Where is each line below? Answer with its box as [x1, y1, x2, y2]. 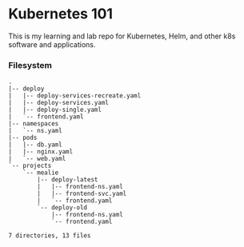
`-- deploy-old [37, 204, 88, 212]
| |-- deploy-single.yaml [8, 106, 102, 114]
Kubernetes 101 [8, 5, 114, 23]
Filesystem [8, 59, 52, 70]
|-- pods [8, 133, 38, 142]
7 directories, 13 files [8, 232, 91, 240]
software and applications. [8, 39, 96, 49]
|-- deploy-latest [37, 176, 98, 184]
